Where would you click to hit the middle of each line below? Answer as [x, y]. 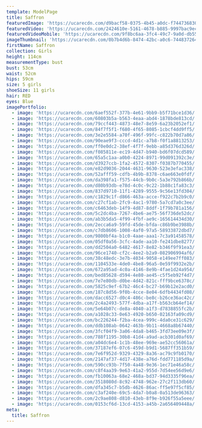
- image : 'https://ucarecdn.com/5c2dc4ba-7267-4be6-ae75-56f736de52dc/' [105, 214]
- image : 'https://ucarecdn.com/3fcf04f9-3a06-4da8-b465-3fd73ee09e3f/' [105, 331]
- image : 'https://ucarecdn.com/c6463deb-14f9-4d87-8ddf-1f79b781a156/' [105, 208]
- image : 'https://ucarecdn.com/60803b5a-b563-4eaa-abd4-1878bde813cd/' [105, 118]
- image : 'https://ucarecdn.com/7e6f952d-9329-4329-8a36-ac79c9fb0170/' [105, 354]
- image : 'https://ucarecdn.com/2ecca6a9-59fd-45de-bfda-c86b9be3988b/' [105, 225]
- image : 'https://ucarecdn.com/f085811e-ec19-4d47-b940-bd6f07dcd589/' [105, 152]
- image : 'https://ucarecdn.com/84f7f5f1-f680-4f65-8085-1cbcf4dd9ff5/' [105, 130]
